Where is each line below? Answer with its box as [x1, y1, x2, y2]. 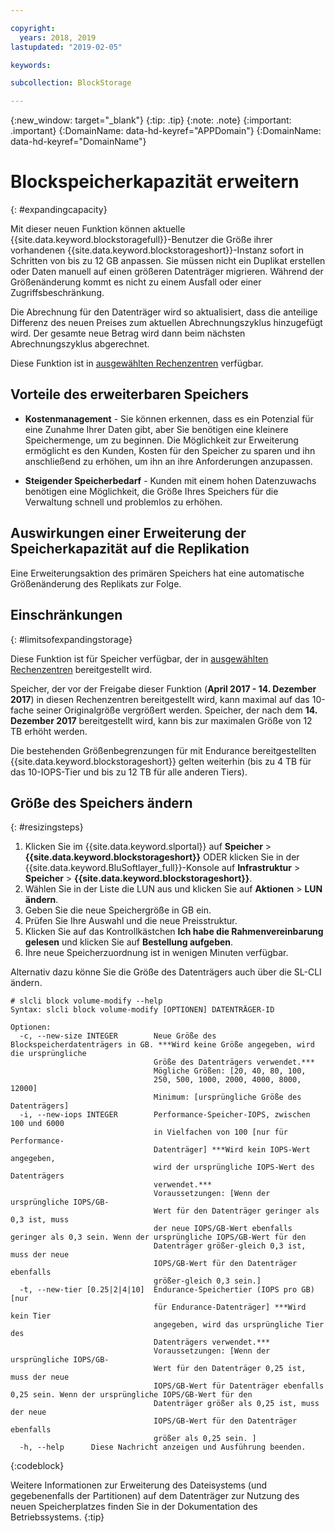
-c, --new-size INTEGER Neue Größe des [19, 1031, 217, 1041]
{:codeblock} [10, 1460, 65, 1472]
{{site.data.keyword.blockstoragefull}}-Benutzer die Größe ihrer [10, 234, 273, 246]
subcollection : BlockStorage [10, 78, 132, 88]
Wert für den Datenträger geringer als [153, 1206, 320, 1216]
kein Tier [10, 1311, 52, 1321]
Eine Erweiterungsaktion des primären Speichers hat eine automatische [10, 567, 305, 579]
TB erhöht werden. [10, 725, 88, 737]
